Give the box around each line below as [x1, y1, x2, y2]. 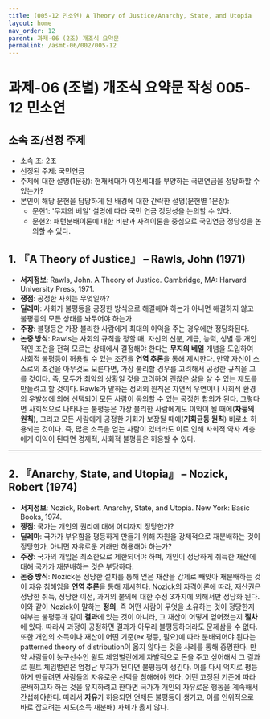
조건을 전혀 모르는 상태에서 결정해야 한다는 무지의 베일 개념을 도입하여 [35, 343, 254, 353]
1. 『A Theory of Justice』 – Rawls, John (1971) [8, 252, 247, 266]
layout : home [8, 19, 52, 27]
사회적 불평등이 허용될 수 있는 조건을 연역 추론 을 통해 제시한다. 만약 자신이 [19, 353, 252, 363]
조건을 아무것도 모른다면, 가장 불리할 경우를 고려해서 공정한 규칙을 [41, 363, 247, 374]
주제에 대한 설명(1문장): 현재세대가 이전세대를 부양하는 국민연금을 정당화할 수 [19, 176, 260, 186]
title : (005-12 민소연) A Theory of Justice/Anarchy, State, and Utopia [8, 11, 252, 20]
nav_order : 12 [8, 27, 56, 35]
